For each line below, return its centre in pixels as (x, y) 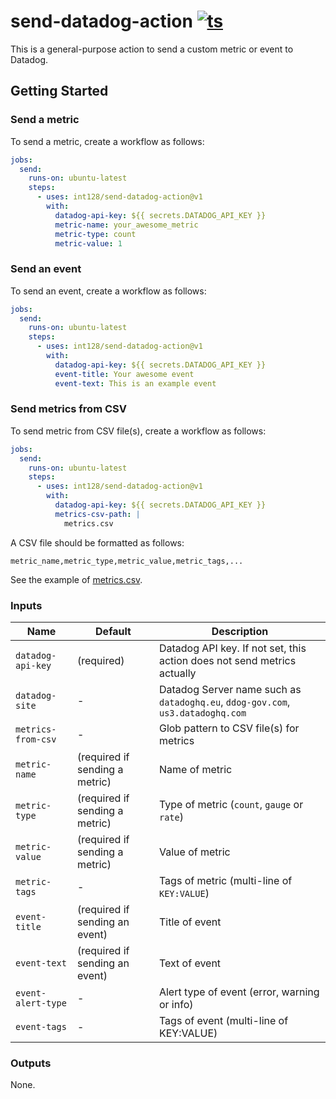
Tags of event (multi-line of (223, 1021)
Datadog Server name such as (230, 690)
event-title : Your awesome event (124, 374)
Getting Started (59, 91)
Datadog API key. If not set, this (232, 648)
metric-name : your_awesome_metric (126, 225)
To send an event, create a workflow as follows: (108, 291)
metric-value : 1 (88, 243)
